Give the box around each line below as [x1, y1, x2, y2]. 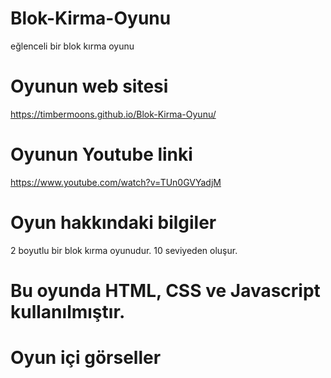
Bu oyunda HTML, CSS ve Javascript [10, 279, 321, 302]
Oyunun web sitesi [10, 75, 169, 98]
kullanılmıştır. [10, 300, 126, 323]
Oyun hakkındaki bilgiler [10, 212, 217, 234]
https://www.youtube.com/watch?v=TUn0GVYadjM [10, 176, 222, 188]
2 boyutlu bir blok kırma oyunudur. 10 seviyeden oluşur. [10, 244, 238, 256]
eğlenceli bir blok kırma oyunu [10, 40, 135, 52]
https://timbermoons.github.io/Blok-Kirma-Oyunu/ [10, 108, 217, 120]
